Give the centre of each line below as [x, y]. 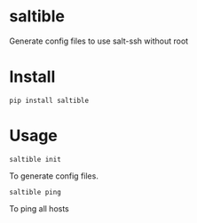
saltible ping [35, 192]
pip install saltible [49, 100]
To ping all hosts [39, 208]
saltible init [35, 159]
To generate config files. [54, 176]
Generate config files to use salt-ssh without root [99, 41]
